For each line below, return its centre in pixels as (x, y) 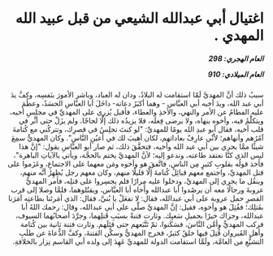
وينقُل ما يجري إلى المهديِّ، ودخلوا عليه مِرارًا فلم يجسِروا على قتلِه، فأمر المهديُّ (145, 181)
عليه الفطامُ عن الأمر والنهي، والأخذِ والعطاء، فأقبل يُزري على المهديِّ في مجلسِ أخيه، (136, 112)
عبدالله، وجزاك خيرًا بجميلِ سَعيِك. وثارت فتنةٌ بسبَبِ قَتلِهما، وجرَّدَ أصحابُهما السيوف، (139, 215)
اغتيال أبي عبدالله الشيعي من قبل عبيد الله (139, 18)
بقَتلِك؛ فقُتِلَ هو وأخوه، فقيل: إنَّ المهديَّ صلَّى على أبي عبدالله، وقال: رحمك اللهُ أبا (142, 207)
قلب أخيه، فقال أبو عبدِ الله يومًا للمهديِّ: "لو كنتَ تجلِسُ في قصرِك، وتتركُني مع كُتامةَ (138, 129)
